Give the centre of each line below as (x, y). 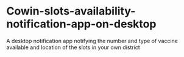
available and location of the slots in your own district (73, 47)
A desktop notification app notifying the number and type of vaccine (92, 41)
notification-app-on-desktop (81, 24)
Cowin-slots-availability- (71, 11)
